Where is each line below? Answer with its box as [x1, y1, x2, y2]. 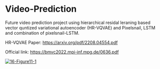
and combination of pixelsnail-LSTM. [5, 30, 80, 36]
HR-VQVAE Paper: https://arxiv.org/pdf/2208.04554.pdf [5, 39, 118, 45]
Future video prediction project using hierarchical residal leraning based [5, 20, 151, 25]
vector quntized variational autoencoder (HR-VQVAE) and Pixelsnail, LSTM [5, 24, 156, 30]
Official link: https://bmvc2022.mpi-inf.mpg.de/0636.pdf [5, 49, 119, 55]
